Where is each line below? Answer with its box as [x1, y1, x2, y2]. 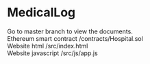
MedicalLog [7, 5, 76, 20]
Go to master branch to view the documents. [7, 27, 134, 35]
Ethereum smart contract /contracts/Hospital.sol [7, 34, 144, 42]
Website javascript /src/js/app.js [7, 49, 98, 57]
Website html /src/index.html [7, 42, 88, 50]
